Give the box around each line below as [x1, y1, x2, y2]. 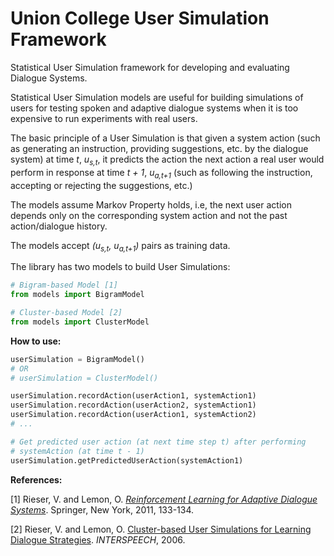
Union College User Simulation [10, 7, 270, 30]
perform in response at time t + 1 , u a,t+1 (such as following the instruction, [10, 166, 313, 181]
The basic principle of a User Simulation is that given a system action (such [10, 132, 321, 144]
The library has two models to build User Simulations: [10, 261, 231, 273]
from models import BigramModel [10, 290, 145, 300]
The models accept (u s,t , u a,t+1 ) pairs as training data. [10, 239, 231, 254]
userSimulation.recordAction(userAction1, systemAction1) [10, 391, 257, 401]
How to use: [10, 335, 62, 347]
